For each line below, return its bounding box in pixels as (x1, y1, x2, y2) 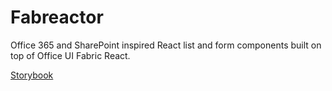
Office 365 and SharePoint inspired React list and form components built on (10, 39, 322, 51)
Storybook (10, 69, 54, 81)
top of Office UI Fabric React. (10, 49, 131, 61)
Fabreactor (10, 6, 104, 29)
